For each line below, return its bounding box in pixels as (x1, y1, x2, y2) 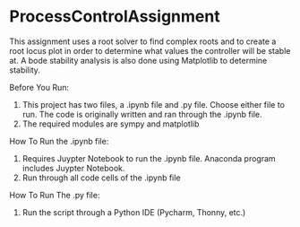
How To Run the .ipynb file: (9, 135, 109, 146)
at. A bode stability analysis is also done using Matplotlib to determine (9, 55, 268, 65)
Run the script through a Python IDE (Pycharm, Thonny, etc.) (21, 206, 246, 217)
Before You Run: (9, 82, 70, 92)
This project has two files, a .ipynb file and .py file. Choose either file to (21, 99, 285, 109)
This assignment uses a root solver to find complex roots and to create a (9, 36, 277, 47)
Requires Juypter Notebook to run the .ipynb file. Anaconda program (21, 153, 276, 163)
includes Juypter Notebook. (21, 162, 125, 173)
